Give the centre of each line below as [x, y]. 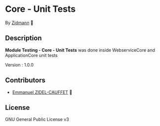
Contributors [25, 80]
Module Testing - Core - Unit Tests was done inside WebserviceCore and [80, 50]
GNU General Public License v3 [37, 120]
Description [23, 38]
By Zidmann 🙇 [19, 23]
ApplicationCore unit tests [32, 55]
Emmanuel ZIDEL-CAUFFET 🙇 [42, 92]
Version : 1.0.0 [19, 64]
